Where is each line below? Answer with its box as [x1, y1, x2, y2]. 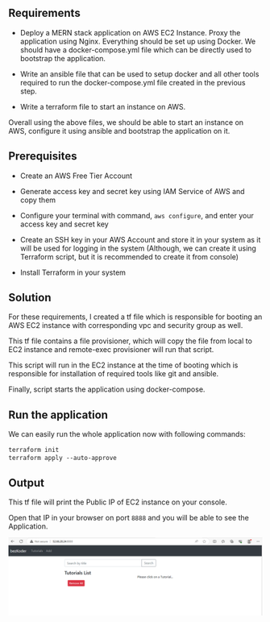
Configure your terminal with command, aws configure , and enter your [19, 210, 254, 220]
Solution [8, 291, 52, 305]
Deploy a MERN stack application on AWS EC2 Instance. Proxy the [19, 27, 241, 37]
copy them [19, 195, 56, 205]
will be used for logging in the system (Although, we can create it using [19, 243, 256, 253]
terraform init [8, 446, 60, 454]
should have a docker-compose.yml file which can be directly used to [19, 44, 252, 55]
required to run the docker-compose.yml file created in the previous [19, 77, 246, 87]
